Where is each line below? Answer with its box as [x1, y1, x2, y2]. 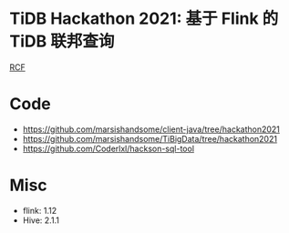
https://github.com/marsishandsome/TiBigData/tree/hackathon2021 [22, 133, 278, 144]
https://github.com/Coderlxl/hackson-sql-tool [22, 143, 194, 154]
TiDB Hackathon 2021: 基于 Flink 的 [9, 8, 279, 29]
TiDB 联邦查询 [9, 31, 115, 52]
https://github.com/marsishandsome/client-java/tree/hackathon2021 [22, 124, 281, 135]
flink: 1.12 [22, 205, 57, 216]
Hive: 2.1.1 [22, 215, 59, 226]
